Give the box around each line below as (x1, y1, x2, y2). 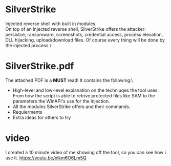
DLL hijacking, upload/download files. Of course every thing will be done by (5, 37, 165, 43)
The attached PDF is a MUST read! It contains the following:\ (5, 77, 133, 83)
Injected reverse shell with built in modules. (5, 20, 97, 27)
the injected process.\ (5, 42, 52, 48)
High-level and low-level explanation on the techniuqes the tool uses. (12, 87, 159, 93)
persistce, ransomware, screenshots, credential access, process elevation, (5, 31, 163, 37)
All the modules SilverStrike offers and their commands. (12, 103, 131, 110)
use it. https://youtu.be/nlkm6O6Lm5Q (5, 155, 87, 161)
